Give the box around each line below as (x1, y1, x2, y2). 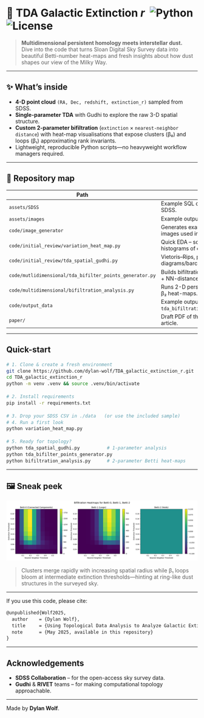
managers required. (15, 150, 65, 157)
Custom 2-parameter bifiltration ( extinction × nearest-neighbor (15, 124, 179, 131)
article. (160, 320, 178, 327)
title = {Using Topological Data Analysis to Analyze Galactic (12, 622, 186, 628)
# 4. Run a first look (6, 419, 64, 426)
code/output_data (8, 302, 53, 309)
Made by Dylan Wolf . (6, 705, 59, 712)
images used (160, 230, 193, 237)
